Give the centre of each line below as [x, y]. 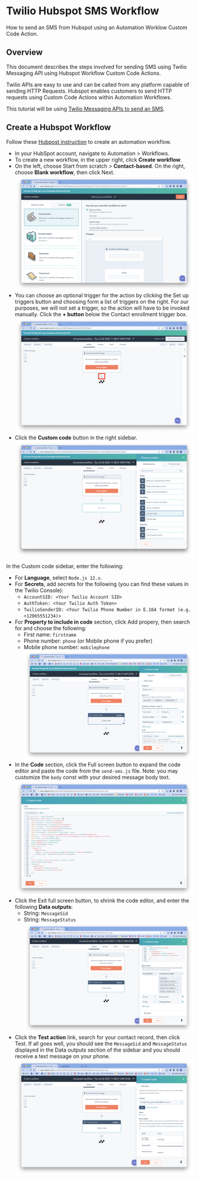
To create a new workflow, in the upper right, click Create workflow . [98, 159]
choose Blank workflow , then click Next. [65, 172]
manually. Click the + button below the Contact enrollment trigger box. [101, 314]
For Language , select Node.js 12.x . [58, 578]
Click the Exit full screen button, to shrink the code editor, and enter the [102, 901]
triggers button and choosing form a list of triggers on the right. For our [102, 302]
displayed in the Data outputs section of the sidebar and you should [97, 1050]
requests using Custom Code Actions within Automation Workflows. [89, 97]
